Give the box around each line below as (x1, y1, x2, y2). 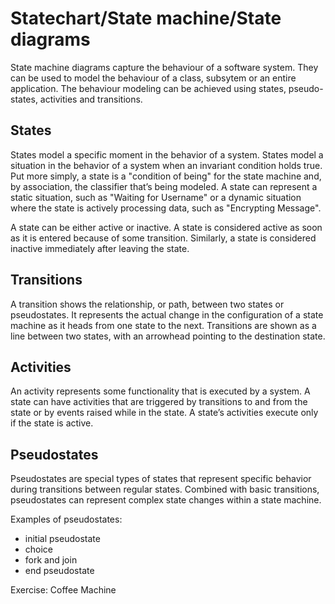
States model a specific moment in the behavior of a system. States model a (10, 148, 324, 161)
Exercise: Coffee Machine (10, 584, 117, 596)
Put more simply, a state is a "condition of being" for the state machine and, (10, 170, 322, 182)
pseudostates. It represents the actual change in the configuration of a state (10, 308, 324, 321)
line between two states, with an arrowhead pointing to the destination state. (10, 330, 326, 342)
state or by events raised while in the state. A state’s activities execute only (10, 407, 319, 419)
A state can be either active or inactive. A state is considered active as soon (10, 221, 323, 233)
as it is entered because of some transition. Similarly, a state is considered (10, 232, 317, 244)
